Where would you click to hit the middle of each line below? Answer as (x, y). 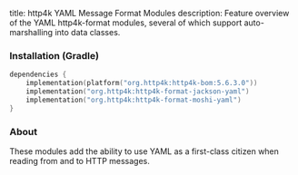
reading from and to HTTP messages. (79, 160)
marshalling (31, 32)
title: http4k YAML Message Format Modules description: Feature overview (149, 13)
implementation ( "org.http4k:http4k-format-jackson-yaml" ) (138, 92)
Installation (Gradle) (55, 55)
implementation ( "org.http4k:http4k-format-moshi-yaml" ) (134, 100)
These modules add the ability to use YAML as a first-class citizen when (144, 151)
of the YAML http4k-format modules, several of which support (126, 23)
